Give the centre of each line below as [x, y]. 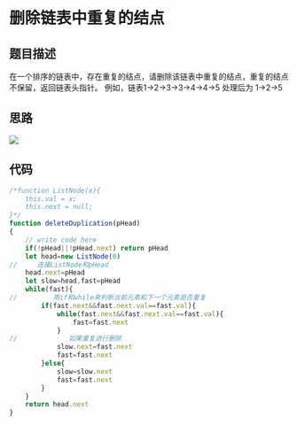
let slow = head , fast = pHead [73, 281]
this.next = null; [59, 207]
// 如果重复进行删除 [66, 339]
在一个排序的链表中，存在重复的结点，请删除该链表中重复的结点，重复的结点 [149, 77]
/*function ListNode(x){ [55, 190]
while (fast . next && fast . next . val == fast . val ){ [140, 314]
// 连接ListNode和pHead [59, 265]
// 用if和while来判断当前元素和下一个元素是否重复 [108, 297]
